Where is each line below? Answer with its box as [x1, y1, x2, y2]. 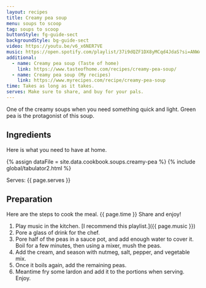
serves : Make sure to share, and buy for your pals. [6, 89, 144, 95]
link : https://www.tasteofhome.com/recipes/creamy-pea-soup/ [17, 66, 177, 72]
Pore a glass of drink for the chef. [15, 229, 100, 236]
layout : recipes [6, 9, 48, 15]
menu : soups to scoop [6, 20, 62, 26]
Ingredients [6, 130, 51, 140]
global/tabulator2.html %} [6, 164, 72, 172]
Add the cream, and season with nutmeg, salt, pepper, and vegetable [15, 248, 190, 256]
